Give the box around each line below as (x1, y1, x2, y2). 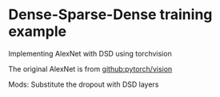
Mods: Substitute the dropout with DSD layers (8, 80, 159, 89)
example (8, 22, 67, 41)
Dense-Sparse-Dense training (8, 6, 213, 24)
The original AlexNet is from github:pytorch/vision (8, 64, 173, 73)
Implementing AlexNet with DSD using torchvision (8, 48, 172, 58)
